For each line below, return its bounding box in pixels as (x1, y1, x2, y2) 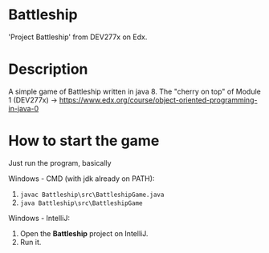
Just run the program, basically (8, 158, 112, 167)
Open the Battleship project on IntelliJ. (19, 228, 149, 238)
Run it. (19, 237, 42, 247)
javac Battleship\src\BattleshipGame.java (19, 191, 165, 199)
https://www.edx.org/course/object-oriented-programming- (59, 94, 258, 105)
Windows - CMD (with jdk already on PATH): (8, 174, 155, 183)
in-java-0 (8, 103, 39, 113)
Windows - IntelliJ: (8, 213, 71, 223)
